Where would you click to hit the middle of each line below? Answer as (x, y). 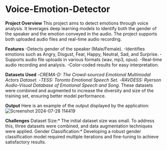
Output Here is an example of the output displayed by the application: (77, 105)
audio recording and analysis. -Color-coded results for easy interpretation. (82, 65)
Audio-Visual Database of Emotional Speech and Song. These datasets (79, 85)
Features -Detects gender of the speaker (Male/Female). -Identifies (75, 49)
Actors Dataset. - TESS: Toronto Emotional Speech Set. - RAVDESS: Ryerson (83, 80)
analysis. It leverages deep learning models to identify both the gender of (81, 28)
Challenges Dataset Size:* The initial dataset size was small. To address (80, 120)
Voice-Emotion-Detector (58, 9)
